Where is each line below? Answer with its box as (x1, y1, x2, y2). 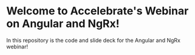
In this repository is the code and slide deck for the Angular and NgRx (6, 36, 181, 44)
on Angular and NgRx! (6, 17, 120, 30)
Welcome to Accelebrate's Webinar (6, 4, 189, 18)
